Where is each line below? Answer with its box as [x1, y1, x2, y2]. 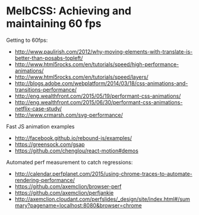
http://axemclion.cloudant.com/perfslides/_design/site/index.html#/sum [14, 195, 190, 202]
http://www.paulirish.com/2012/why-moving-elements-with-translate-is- [14, 48, 193, 55]
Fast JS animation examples [6, 123, 75, 130]
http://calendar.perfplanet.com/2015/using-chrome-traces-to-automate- [14, 170, 193, 177]
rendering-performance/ [14, 176, 75, 183]
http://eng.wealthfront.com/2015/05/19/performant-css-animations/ [14, 92, 181, 99]
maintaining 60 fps [6, 17, 102, 30]
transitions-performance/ [14, 86, 77, 93]
